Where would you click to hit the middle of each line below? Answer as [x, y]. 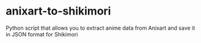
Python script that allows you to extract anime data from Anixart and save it [100, 28]
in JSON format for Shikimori [42, 34]
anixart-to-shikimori [58, 11]
